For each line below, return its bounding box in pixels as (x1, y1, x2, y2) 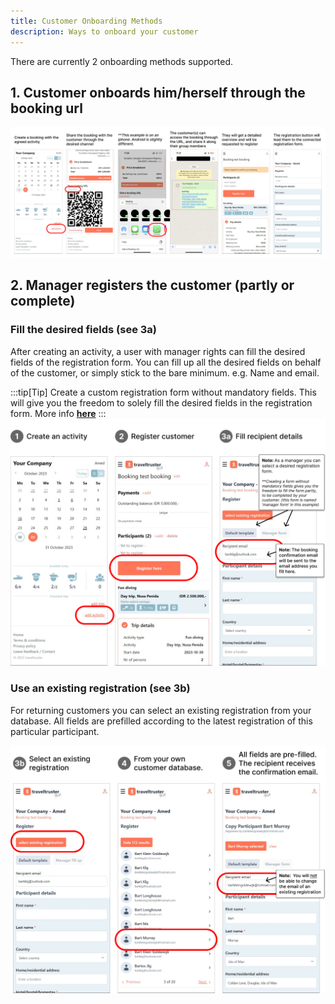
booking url (10, 100, 83, 117)
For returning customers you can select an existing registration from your (10, 704, 312, 716)
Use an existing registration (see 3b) (10, 681, 191, 695)
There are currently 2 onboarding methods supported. (10, 55, 234, 67)
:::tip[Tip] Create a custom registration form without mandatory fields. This (10, 386, 317, 398)
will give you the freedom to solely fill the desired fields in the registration (10, 396, 313, 409)
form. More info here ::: (10, 407, 107, 419)
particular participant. (10, 725, 100, 737)
